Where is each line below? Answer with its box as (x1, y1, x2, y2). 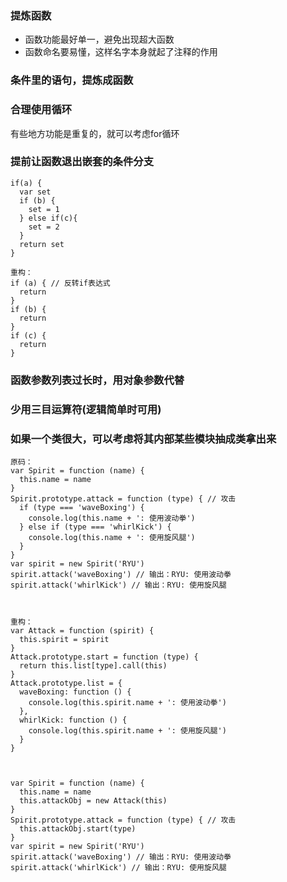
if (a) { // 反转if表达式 (10, 278, 111, 288)
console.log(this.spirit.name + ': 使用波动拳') (28, 697, 227, 707)
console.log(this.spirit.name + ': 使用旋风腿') (28, 725, 227, 736)
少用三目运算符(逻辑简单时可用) (10, 402, 162, 416)
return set (19, 239, 65, 249)
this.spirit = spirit (19, 634, 110, 644)
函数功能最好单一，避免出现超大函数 (24, 33, 175, 46)
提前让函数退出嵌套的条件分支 (10, 155, 155, 169)
